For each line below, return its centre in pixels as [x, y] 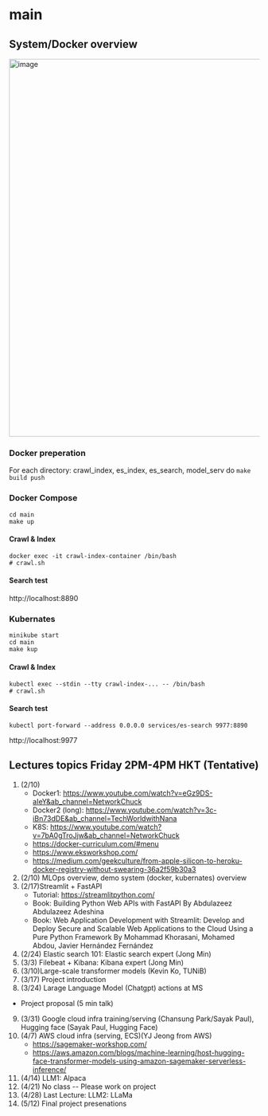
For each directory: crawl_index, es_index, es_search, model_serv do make [130, 470]
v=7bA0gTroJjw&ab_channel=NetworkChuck [106, 835]
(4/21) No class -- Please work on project [88, 1087]
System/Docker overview [74, 44]
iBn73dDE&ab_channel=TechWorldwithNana [105, 818]
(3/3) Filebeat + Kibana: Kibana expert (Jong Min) [102, 962]
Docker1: [47, 793]
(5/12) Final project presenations [74, 1103]
